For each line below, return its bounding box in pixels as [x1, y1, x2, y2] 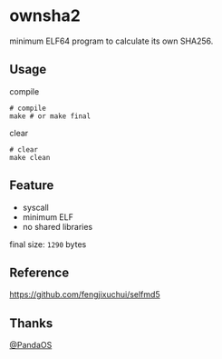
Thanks [9, 315, 53, 331]
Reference [9, 264, 70, 280]
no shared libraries [22, 221, 93, 232]
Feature [9, 178, 54, 194]
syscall [22, 202, 50, 213]
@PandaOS [9, 340, 53, 351]
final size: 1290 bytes [9, 238, 87, 250]
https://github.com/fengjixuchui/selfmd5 [9, 289, 160, 300]
